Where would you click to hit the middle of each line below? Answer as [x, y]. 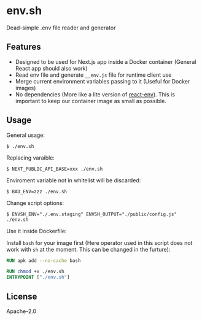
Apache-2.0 [21, 311]
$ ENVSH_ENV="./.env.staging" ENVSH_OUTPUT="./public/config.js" [91, 214]
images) [25, 88]
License [22, 296]
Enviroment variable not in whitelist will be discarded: [74, 180]
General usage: [25, 135]
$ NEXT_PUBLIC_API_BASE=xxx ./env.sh [55, 169]
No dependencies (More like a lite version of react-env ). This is [95, 94]
